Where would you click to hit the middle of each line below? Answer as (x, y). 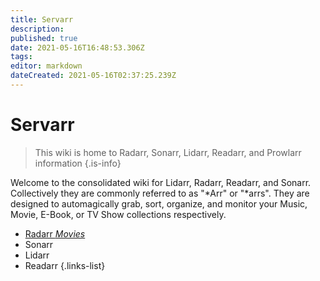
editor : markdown (46, 66)
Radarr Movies (55, 233)
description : (37, 29)
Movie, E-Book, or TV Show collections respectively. (118, 214)
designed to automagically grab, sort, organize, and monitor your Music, (159, 203)
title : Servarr (42, 19)
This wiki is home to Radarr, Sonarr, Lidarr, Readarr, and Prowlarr (168, 152)
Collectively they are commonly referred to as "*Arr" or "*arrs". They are (160, 193)
